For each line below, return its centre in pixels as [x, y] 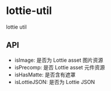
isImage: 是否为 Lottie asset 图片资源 [59, 60]
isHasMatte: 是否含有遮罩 [45, 75]
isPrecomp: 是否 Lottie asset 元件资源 [60, 67]
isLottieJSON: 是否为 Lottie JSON [55, 82]
